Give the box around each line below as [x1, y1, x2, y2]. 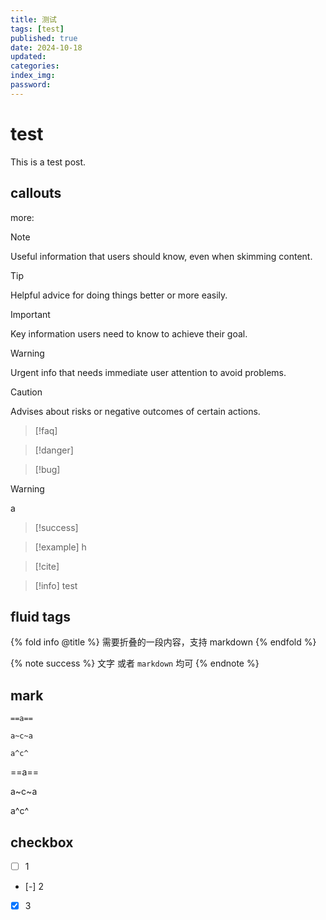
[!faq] [34, 424, 58, 436]
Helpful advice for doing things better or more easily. [10, 289, 228, 301]
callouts [10, 185, 62, 202]
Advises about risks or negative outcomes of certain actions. [10, 405, 261, 417]
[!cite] [34, 560, 60, 572]
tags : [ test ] [10, 24, 65, 34]
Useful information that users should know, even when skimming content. [10, 250, 313, 262]
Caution [10, 386, 43, 398]
